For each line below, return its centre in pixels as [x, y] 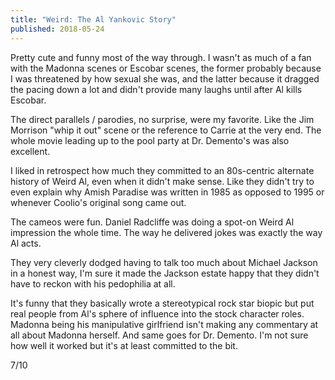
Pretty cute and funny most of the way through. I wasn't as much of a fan [161, 57]
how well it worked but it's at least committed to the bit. [124, 345]
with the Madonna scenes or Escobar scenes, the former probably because [166, 68]
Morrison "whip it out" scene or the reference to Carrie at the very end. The [166, 130]
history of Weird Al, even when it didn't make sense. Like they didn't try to [162, 181]
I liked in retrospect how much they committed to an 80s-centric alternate [162, 170]
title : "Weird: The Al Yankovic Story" [93, 19]
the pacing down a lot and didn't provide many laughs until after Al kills [156, 89]
